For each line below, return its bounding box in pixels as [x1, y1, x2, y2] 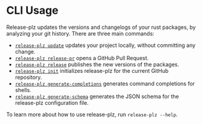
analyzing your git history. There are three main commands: [6, 29, 155, 37]
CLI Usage [6, 4, 58, 17]
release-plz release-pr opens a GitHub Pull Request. [14, 54, 149, 61]
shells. [14, 86, 31, 93]
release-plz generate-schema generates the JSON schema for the [14, 93, 179, 100]
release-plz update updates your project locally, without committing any [14, 42, 196, 49]
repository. [14, 73, 42, 81]
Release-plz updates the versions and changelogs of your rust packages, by [6, 23, 196, 31]
